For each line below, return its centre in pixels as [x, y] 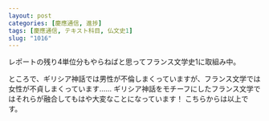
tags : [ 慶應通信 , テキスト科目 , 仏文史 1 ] [71, 30]
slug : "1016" [30, 38]
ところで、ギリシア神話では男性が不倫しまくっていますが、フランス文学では [134, 79]
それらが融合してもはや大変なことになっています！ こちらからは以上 [128, 99]
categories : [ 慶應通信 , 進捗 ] [55, 23]
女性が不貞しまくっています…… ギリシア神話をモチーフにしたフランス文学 [131, 89]
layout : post [30, 16]
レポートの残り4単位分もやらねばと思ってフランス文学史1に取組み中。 [124, 62]
